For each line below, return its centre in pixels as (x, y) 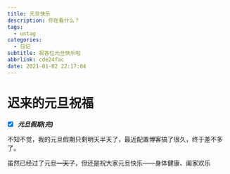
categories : (25, 40)
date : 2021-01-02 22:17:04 (47, 66)
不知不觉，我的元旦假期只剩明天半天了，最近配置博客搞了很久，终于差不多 (115, 139)
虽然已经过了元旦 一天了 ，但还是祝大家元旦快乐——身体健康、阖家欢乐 (109, 163)
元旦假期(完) (36, 124)
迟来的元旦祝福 (51, 103)
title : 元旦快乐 (29, 14)
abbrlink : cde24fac (36, 60)
